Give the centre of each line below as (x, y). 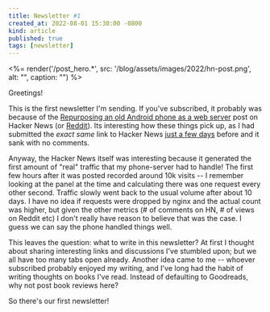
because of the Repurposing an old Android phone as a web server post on (133, 117)
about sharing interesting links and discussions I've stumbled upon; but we (133, 252)
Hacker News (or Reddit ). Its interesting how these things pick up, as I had (132, 126)
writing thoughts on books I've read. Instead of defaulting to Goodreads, (128, 277)
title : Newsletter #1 (45, 16)
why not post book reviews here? (64, 285)
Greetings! (26, 93)
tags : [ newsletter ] (41, 46)
